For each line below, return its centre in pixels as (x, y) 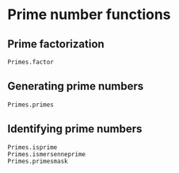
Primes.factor (31, 62)
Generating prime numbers (76, 86)
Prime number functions (89, 15)
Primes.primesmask (38, 161)
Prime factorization (56, 44)
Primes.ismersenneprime (47, 154)
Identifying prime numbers (75, 129)
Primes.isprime (32, 147)
